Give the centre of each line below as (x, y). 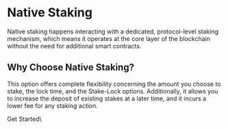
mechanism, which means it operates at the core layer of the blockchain (109, 38)
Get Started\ (25, 119)
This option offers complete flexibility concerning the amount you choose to (114, 84)
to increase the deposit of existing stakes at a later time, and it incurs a (107, 98)
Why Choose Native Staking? (71, 67)
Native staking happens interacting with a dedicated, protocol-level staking (113, 31)
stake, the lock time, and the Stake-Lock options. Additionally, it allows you (113, 91)
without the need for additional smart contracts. (74, 46)
